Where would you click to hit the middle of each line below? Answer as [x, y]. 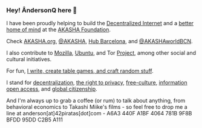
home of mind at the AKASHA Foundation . [58, 29]
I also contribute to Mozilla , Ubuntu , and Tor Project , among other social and [101, 53]
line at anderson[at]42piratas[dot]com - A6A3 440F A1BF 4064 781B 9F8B [99, 114]
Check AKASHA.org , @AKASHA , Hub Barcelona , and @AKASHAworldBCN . [99, 41]
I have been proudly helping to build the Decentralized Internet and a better [100, 23]
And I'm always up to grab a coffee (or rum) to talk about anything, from [96, 101]
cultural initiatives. [29, 59]
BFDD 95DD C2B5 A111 [35, 120]
